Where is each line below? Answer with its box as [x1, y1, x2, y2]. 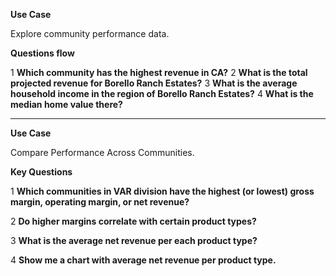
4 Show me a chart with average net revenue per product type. [10, 254, 277, 266]
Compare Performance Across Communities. [10, 147, 195, 158]
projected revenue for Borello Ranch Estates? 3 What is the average [10, 77, 298, 89]
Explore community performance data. [10, 28, 170, 39]
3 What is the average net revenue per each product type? [10, 235, 258, 246]
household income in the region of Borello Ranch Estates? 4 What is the [10, 88, 314, 99]
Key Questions [10, 166, 73, 178]
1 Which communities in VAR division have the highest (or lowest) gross [10, 185, 315, 197]
